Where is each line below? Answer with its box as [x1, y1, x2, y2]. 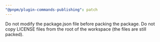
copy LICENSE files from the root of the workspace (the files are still [5, 26, 147, 32]
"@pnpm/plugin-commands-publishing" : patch [5, 7, 98, 12]
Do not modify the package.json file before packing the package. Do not [5, 21, 155, 27]
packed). [5, 31, 24, 37]
